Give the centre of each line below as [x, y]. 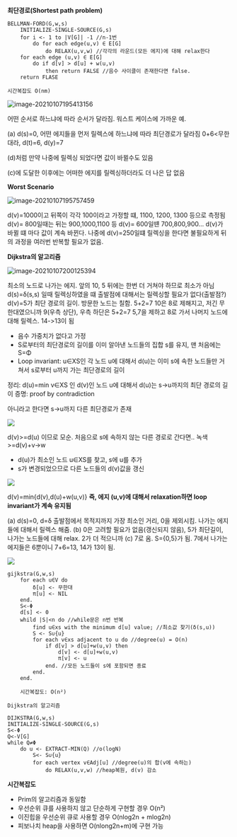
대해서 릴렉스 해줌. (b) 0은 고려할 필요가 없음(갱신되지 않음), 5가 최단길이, [122, 530]
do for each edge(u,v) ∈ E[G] [77, 44]
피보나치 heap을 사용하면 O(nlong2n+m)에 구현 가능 [91, 826]
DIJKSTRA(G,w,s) [31, 718]
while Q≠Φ [22, 743]
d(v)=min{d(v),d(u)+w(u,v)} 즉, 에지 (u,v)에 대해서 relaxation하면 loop [107, 497]
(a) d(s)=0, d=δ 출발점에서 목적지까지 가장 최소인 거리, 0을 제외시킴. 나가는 [111, 521]
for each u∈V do [44, 580]
